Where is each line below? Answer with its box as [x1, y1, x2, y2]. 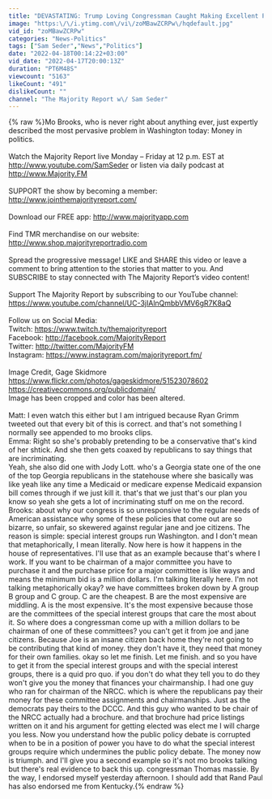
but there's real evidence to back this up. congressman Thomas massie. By [8, 764, 260, 774]
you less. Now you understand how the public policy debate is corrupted [8, 730, 251, 740]
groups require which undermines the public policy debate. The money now [8, 747, 261, 757]
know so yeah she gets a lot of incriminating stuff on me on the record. [8, 497, 244, 507]
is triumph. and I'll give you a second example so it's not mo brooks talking [8, 756, 257, 766]
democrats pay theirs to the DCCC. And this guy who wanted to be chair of [8, 704, 259, 714]
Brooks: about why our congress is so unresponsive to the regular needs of [8, 505, 260, 516]
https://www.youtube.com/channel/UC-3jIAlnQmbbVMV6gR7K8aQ [8, 298, 232, 309]
